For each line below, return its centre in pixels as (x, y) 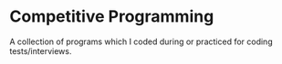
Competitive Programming (112, 17)
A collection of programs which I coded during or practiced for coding (141, 41)
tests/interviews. (41, 50)
